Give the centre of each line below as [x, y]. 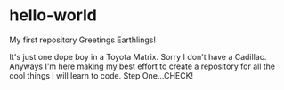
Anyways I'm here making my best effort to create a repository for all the [142, 66]
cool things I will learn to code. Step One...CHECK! [101, 75]
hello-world [53, 15]
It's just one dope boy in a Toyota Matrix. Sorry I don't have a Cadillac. [138, 56]
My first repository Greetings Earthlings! [82, 40]
